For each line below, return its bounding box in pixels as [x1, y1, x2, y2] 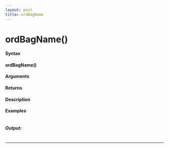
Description [5, 96, 31, 102]
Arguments [5, 73, 30, 79]
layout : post [5, 7, 33, 13]
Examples [5, 108, 27, 114]
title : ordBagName [5, 12, 44, 17]
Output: [5, 125, 22, 131]
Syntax [5, 51, 21, 57]
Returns [5, 85, 23, 91]
